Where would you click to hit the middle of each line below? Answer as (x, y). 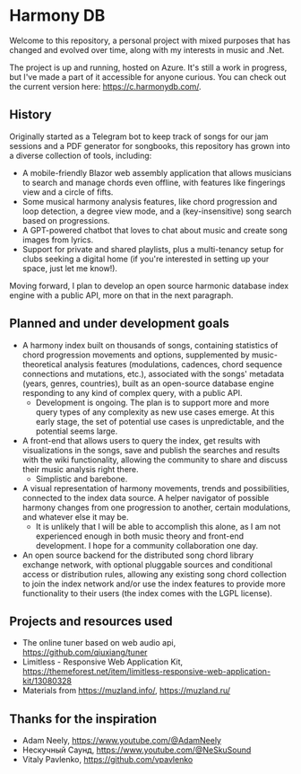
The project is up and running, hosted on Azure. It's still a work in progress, (148, 67)
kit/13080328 (47, 681)
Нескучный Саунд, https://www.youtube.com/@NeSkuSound (137, 750)
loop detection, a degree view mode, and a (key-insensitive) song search (157, 211)
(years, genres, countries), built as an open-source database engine (148, 383)
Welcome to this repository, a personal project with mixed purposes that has (150, 40)
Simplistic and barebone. (82, 479)
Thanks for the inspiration (83, 719)
